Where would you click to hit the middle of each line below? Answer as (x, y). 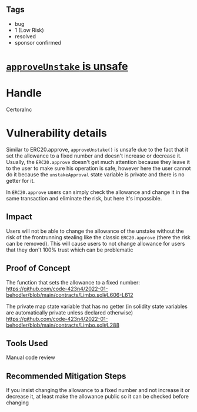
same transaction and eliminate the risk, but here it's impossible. (84, 198)
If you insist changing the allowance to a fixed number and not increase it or (98, 390)
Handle (24, 93)
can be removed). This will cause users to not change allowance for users (96, 243)
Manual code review (31, 357)
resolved (25, 36)
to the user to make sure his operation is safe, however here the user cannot (98, 168)
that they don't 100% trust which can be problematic (70, 250)
